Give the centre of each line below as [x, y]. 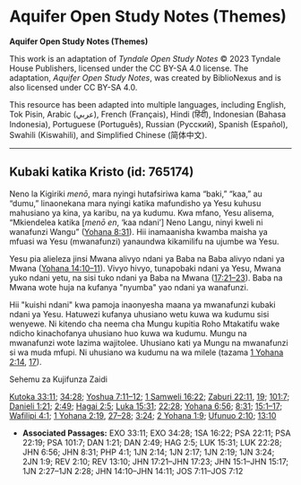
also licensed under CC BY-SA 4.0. [73, 87]
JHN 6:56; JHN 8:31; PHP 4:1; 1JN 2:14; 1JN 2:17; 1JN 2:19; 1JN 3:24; [148, 452]
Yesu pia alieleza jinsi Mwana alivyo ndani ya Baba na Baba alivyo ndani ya [147, 258]
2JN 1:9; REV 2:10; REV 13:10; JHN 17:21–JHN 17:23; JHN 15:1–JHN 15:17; [155, 461]
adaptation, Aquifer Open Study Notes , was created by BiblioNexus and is [146, 77]
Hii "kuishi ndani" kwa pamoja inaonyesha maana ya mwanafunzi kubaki [142, 304]
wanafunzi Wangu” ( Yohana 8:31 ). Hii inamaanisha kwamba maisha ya [139, 231]
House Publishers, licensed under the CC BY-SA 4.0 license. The [129, 68]
